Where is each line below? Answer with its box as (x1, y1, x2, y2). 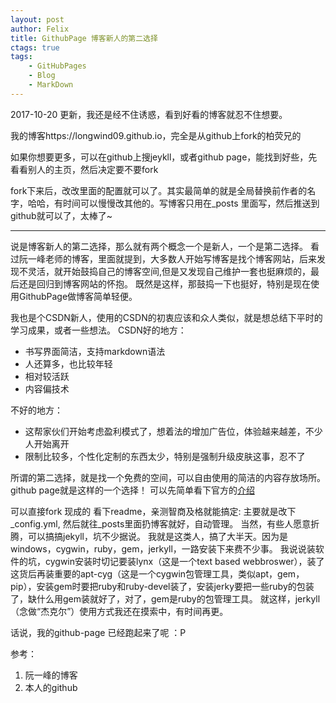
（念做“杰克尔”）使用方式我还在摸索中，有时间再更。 (10, 605, 229, 617)
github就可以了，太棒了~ (10, 209, 113, 221)
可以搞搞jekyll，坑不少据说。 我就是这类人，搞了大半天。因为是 (27, 530, 288, 542)
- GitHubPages (28, 61, 87, 71)
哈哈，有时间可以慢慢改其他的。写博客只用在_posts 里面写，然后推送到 (27, 197, 320, 209)
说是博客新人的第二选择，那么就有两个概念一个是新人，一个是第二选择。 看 (10, 240, 320, 252)
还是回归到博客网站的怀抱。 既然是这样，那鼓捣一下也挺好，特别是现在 (18, 277, 311, 290)
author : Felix (10, 24, 70, 34)
